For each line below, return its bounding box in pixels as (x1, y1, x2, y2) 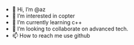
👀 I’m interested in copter (12, 12, 75, 19)
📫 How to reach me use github (12, 32, 90, 39)
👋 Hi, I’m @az (12, 6, 46, 13)
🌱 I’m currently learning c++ (12, 19, 82, 26)
